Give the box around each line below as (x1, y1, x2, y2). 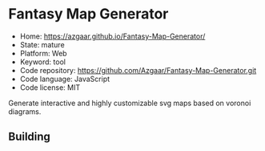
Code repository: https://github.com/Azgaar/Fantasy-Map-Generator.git (19, 65, 257, 75)
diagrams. (8, 106, 42, 116)
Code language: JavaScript (19, 74, 110, 84)
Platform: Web (19, 48, 67, 58)
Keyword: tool (19, 57, 66, 67)
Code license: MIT (19, 82, 81, 92)
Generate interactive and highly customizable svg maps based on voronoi (8, 98, 251, 108)
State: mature (19, 39, 66, 49)
